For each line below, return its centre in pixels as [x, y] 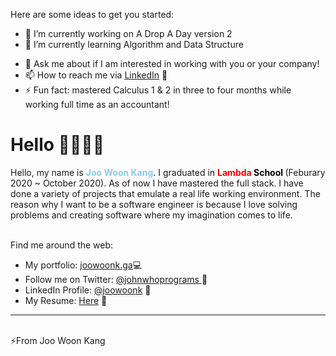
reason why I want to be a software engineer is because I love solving [154, 204]
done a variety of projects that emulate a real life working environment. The [165, 193]
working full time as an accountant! [97, 104]
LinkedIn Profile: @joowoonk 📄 [88, 290]
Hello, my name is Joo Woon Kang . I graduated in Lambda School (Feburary [168, 172]
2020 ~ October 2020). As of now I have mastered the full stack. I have [157, 183]
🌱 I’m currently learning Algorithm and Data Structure [134, 44]
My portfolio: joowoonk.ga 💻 [83, 265]
